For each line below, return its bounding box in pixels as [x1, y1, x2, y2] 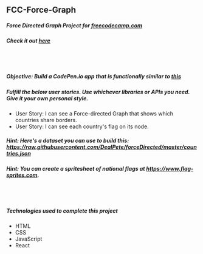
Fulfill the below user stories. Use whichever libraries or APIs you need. [6, 88, 190, 95]
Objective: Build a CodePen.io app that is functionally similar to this [6, 73, 181, 80]
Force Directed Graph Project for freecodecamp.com [6, 21, 143, 29]
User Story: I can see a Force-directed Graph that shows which [15, 110, 174, 117]
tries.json [6, 149, 32, 157]
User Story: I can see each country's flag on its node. [15, 123, 149, 130]
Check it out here [6, 37, 50, 44]
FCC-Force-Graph [6, 5, 77, 15]
